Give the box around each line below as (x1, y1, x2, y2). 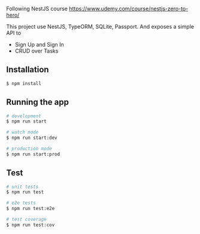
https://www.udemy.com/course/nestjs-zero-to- (68, 5, 189, 12)
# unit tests (6, 184, 39, 190)
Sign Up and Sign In (14, 41, 64, 48)
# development (6, 113, 42, 119)
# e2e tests (6, 200, 36, 206)
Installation (6, 65, 49, 75)
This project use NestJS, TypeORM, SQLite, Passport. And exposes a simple (6, 23, 195, 30)
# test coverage (6, 217, 47, 223)
